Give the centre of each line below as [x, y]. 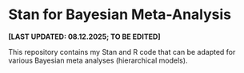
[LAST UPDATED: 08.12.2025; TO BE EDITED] [85, 36]
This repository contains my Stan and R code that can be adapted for [122, 52]
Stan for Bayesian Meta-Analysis [120, 15]
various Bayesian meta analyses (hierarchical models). [98, 60]
